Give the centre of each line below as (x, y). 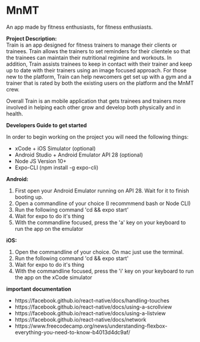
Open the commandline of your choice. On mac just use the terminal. (99, 252)
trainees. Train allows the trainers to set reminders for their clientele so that (98, 51)
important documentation (39, 289)
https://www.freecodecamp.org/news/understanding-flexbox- (91, 326)
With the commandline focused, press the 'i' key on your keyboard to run (104, 271)
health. (15, 114)
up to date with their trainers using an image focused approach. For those (96, 70)
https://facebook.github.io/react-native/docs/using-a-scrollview (93, 307)
